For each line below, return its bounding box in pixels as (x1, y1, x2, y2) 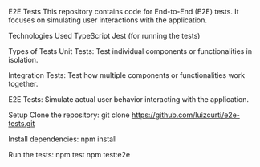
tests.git (8, 119, 35, 128)
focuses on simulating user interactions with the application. (8, 15, 207, 25)
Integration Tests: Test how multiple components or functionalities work (8, 71, 246, 79)
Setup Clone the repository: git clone (8, 110, 130, 120)
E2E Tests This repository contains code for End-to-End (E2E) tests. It (8, 7, 239, 16)
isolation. (8, 55, 39, 64)
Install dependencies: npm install (8, 134, 117, 144)
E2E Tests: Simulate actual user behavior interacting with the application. (8, 95, 250, 104)
